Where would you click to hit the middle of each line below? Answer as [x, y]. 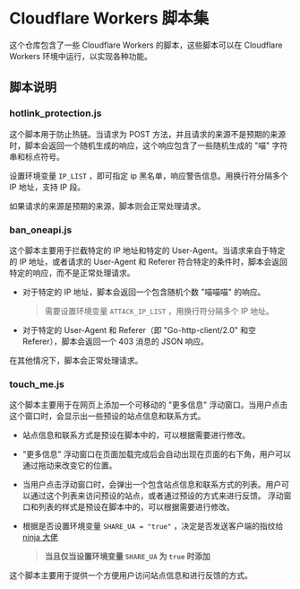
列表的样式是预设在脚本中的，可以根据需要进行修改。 [136, 507]
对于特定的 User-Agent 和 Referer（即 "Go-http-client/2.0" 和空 [139, 330]
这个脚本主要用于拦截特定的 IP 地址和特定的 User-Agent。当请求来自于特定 [147, 250]
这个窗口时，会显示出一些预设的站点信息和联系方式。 [107, 416]
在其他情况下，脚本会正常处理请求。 [76, 360]
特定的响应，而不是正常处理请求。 [72, 273]
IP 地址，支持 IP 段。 [47, 187]
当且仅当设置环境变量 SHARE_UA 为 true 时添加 [127, 557]
